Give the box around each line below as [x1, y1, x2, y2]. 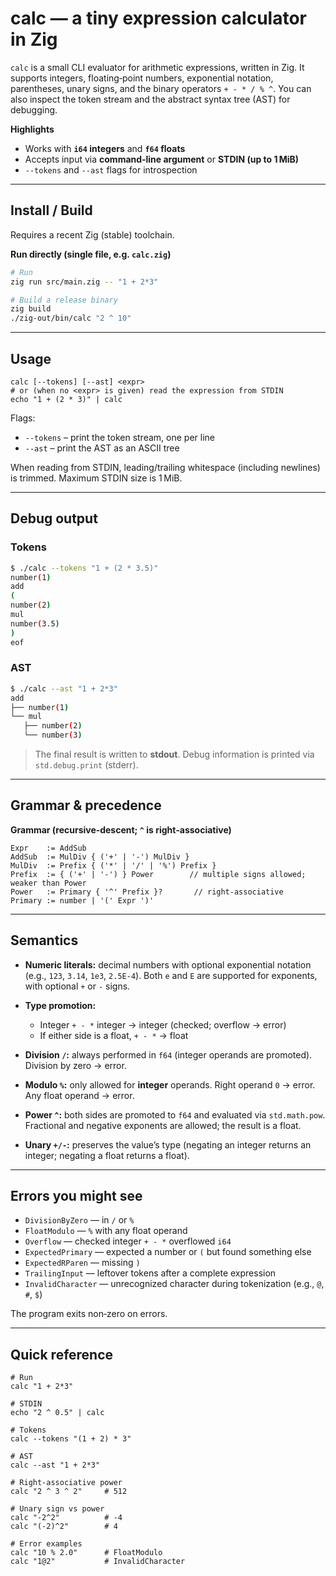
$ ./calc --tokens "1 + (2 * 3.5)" [10, 563, 159, 573]
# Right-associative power [10, 1478, 123, 1488]
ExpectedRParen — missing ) [24, 1257, 141, 1269]
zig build [10, 304, 52, 314]
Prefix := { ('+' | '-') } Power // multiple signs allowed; [10, 869, 307, 879]
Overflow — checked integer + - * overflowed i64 [24, 1235, 232, 1247]
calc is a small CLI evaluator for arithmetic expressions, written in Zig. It [10, 61, 305, 73]
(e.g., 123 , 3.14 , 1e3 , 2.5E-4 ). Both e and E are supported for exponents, [24, 969, 318, 981]
